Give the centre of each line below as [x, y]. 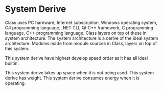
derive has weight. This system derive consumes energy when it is [72, 78]
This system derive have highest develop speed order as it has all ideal [77, 58]
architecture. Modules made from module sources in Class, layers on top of [81, 43]
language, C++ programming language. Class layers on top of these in [76, 33]
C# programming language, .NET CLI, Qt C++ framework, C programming [79, 27]
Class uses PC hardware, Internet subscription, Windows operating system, [81, 23]
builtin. [12, 63]
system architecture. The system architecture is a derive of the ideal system [81, 38]
